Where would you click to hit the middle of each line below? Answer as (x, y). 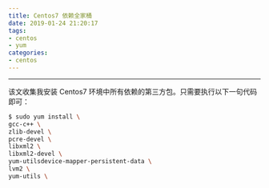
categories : (28, 53)
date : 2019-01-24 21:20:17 (53, 23)
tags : (17, 30)
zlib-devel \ (30, 132)
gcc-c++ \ (25, 124)
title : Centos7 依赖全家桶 (50, 16)
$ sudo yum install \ (44, 117)
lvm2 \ (19, 169)
